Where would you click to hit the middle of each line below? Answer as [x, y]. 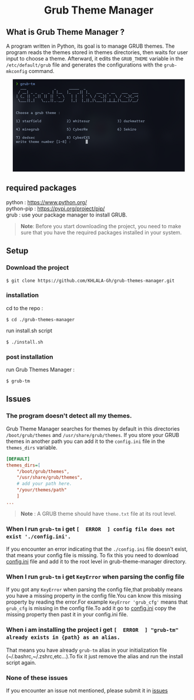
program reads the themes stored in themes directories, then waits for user [97, 52]
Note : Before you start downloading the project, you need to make [101, 226]
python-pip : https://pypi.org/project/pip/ [56, 208]
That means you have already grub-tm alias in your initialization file [87, 650]
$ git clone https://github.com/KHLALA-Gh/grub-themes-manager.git [91, 281]
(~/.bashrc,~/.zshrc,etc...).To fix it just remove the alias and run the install [95, 656]
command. [41, 71]
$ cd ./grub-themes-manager [41, 319]
